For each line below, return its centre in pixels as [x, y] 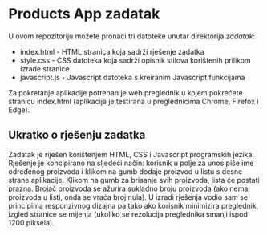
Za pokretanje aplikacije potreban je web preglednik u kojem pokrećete [125, 92]
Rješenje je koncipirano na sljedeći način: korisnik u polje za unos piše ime [131, 163]
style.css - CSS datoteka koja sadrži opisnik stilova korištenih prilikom [135, 60]
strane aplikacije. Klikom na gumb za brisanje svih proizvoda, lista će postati [134, 180]
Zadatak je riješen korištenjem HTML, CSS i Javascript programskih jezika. [131, 154]
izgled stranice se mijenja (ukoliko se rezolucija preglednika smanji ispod [128, 214]
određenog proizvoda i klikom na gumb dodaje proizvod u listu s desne [125, 171]
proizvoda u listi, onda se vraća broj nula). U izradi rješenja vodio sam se [128, 197]
